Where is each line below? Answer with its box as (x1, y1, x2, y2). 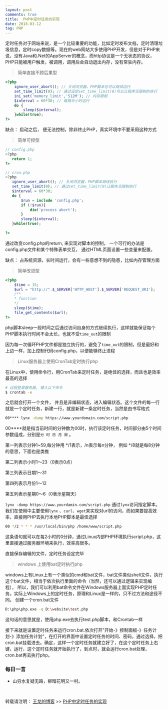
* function (14, 296, 37, 301)
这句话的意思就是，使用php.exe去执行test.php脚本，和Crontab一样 (5, 616, 143, 622)
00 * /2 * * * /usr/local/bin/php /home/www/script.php (5, 524, 122, 529)
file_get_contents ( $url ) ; (14, 310, 68, 315)
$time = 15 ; (14, 282, 39, 287)
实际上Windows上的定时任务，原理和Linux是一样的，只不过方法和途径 (13, 590, 158, 596)
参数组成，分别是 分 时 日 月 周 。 (5, 431, 74, 437)
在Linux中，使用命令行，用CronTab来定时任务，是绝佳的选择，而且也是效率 (5, 368, 161, 375)
